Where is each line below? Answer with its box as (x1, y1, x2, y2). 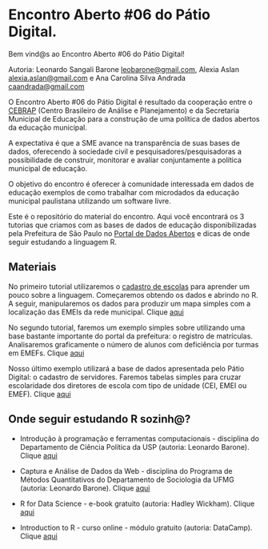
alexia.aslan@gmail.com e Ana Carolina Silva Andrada (8, 73, 186, 82)
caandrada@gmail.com (8, 82, 85, 91)
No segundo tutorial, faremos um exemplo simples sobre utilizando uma (8, 323, 246, 332)
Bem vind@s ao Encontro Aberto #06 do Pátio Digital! (8, 49, 186, 58)
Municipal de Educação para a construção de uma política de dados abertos (8, 114, 260, 123)
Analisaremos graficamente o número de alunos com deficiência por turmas (8, 339, 259, 349)
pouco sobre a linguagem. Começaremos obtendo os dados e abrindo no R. (8, 290, 258, 299)
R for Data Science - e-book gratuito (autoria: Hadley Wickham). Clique (19, 499, 255, 508)
